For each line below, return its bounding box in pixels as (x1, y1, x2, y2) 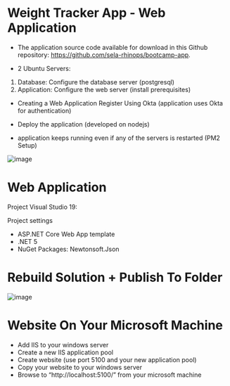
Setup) (17, 141, 37, 149)
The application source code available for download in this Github (17, 43, 208, 51)
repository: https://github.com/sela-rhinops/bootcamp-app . (17, 51, 191, 59)
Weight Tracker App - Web (7, 5, 166, 21)
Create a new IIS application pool (17, 348, 114, 356)
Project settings (7, 216, 53, 224)
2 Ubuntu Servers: (17, 64, 71, 72)
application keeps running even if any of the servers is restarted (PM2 (17, 134, 220, 142)
